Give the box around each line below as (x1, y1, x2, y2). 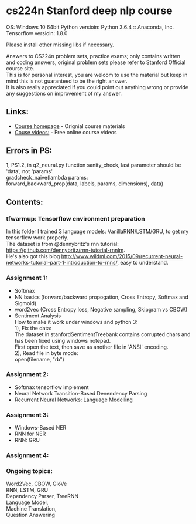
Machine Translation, (6, 505, 57, 512)
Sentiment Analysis (14, 312, 61, 319)
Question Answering (6, 512, 56, 519)
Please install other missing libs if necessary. (6, 41, 114, 48)
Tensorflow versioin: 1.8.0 (6, 29, 68, 36)
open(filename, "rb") (14, 356, 64, 363)
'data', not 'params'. (6, 167, 54, 174)
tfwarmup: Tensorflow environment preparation (6, 214, 145, 222)
